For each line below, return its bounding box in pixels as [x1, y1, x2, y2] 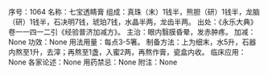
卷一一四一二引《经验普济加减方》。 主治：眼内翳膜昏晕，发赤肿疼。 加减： [8, 27, 256, 36]
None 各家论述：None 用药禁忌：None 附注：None [8, 57, 178, 67]
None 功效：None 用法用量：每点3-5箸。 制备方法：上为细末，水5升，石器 [8, 37, 257, 47]
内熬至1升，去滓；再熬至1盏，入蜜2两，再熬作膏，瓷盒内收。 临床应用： [8, 47, 246, 56]
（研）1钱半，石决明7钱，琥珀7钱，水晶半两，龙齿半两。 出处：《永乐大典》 [8, 17, 258, 27]
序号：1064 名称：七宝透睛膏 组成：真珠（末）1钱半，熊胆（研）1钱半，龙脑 [8, 7, 260, 16]
